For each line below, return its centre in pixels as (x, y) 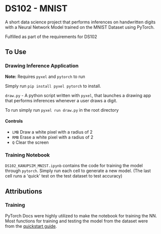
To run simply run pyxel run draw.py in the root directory (62, 110)
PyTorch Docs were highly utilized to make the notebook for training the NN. (81, 215)
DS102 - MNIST (36, 9)
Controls (14, 121)
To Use (16, 52)
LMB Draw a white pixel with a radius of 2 (52, 132)
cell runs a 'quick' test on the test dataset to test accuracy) (64, 176)
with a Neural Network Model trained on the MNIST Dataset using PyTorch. (80, 27)
